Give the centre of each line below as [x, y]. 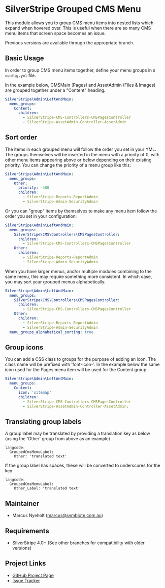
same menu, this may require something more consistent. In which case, [79, 277]
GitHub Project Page [33, 575]
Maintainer [22, 503]
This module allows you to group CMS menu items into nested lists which [79, 23]
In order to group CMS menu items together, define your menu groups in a [80, 70]
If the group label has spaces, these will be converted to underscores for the [83, 466]
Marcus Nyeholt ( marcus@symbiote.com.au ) [58, 516]
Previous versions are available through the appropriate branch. [70, 42]
